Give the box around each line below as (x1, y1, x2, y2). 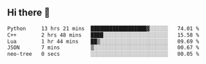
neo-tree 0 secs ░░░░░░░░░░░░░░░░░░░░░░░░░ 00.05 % (7, 51, 199, 58)
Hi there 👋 (7, 7, 50, 19)
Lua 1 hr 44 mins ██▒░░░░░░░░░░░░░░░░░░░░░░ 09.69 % (7, 38, 199, 45)
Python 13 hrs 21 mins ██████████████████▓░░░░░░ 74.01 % (7, 25, 199, 32)
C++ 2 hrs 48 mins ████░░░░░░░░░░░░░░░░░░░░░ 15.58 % (7, 32, 199, 39)
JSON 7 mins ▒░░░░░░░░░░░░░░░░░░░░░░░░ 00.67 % (7, 44, 199, 52)
